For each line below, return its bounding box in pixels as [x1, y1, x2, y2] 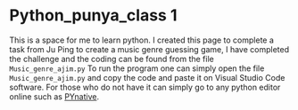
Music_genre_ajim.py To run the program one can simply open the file [9, 63, 265, 74]
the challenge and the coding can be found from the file [9, 53, 214, 64]
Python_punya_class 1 [9, 5, 178, 26]
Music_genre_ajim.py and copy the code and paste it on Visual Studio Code [9, 72, 286, 82]
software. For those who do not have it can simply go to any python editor [9, 82, 281, 92]
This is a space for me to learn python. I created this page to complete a [9, 35, 275, 45]
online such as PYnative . [9, 90, 100, 102]
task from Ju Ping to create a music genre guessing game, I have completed [9, 43, 290, 54]
